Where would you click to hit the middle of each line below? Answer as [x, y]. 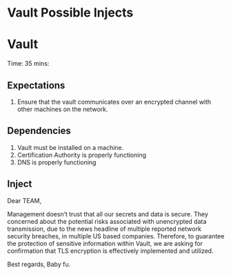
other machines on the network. [62, 109]
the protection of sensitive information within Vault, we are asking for [105, 243]
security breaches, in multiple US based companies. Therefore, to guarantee [116, 236]
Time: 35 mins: [28, 64]
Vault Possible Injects [70, 13]
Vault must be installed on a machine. [70, 147]
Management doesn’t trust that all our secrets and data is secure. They [108, 214]
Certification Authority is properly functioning [82, 155]
